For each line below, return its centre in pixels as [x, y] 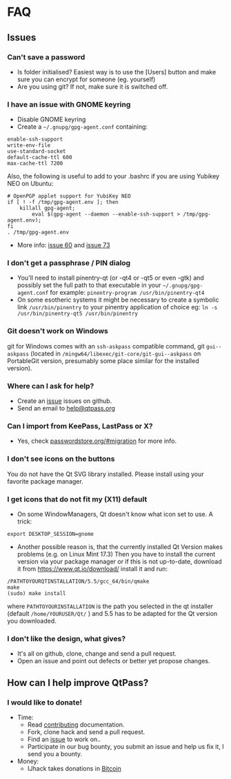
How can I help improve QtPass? [78, 683]
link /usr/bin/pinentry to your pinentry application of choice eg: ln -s [117, 307]
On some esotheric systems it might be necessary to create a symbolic [118, 300]
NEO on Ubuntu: [30, 184]
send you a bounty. [55, 754]
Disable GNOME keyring [51, 120]
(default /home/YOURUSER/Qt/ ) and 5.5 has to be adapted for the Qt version [112, 613]
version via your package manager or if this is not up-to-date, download [119, 561]
